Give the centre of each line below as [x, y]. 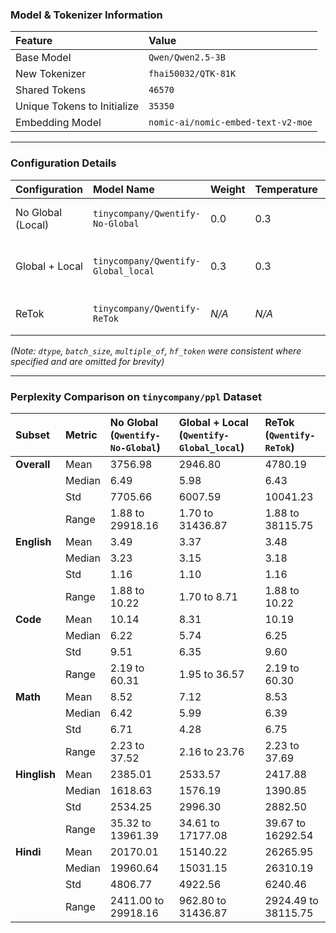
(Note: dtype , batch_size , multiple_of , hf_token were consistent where [156, 350]
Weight [227, 189]
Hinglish [35, 774]
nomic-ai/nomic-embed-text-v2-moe [230, 122]
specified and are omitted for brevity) [87, 361]
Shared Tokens [51, 90]
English [33, 541]
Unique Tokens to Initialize [77, 106]
